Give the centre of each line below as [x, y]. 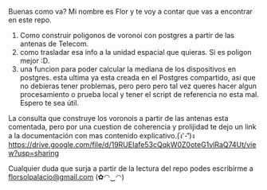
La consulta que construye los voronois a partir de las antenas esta [118, 118]
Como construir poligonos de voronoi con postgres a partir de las [127, 35]
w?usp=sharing [34, 153]
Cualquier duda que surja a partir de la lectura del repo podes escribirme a [131, 169]
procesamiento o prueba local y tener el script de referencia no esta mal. [139, 94]
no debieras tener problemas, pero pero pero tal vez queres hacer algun [138, 86]
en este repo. [30, 20]
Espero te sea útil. [49, 103]
